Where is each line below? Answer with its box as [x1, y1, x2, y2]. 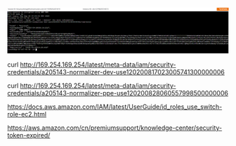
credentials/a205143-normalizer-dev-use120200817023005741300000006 [7, 68, 225, 77]
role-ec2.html [7, 110, 47, 119]
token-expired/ [7, 131, 51, 140]
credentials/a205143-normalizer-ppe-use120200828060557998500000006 [7, 89, 228, 98]
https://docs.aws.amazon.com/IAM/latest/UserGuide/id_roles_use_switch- [7, 102, 223, 111]
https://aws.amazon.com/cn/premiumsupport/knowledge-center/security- [7, 124, 223, 132]
